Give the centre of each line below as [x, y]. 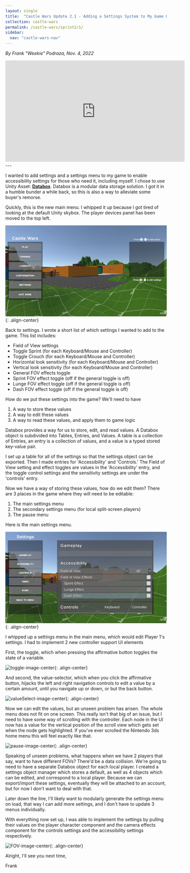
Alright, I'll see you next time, [36, 856]
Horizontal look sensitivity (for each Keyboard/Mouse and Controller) [86, 362]
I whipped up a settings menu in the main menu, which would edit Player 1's [85, 637]
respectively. [19, 835]
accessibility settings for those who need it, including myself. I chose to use [85, 181]
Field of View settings [36, 345]
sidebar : [15, 33]
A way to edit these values [41, 415]
